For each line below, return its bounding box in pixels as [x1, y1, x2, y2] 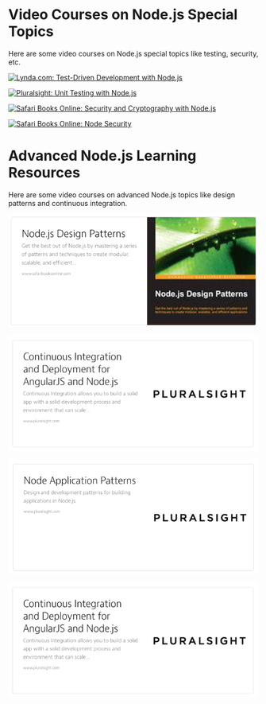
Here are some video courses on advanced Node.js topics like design [8, 189, 236, 200]
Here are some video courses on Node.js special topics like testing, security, [8, 49, 259, 58]
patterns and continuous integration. [8, 198, 128, 208]
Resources [8, 164, 81, 182]
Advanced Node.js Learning [8, 147, 197, 165]
